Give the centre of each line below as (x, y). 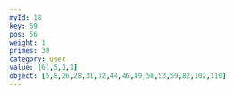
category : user (38, 59)
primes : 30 (30, 51)
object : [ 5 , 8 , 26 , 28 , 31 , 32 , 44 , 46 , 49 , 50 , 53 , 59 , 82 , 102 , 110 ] (118, 76)
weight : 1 (28, 43)
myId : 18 (26, 17)
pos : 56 (24, 34)
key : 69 (24, 26)
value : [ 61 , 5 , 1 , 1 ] (44, 68)
